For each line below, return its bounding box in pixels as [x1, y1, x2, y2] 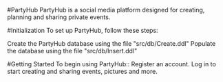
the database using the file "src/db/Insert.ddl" [7, 47, 138, 55]
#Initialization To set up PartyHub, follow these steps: [7, 27, 158, 34]
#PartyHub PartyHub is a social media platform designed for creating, [7, 6, 205, 14]
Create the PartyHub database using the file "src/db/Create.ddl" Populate [7, 40, 216, 47]
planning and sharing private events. [7, 13, 111, 21]
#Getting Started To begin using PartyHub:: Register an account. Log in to [7, 60, 217, 68]
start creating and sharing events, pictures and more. [7, 68, 158, 75]
